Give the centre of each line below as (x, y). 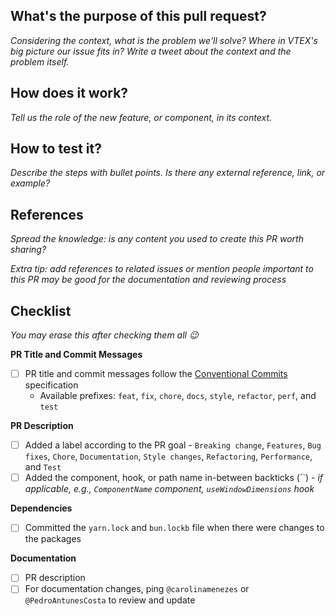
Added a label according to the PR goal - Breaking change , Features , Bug (173, 445)
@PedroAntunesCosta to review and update (110, 600)
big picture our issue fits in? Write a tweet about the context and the (151, 51)
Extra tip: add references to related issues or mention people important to (162, 269)
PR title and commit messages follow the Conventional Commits (156, 374)
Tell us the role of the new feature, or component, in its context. (141, 117)
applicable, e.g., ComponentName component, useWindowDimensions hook (169, 489)
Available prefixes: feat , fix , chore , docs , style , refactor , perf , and (178, 396)
